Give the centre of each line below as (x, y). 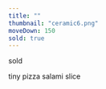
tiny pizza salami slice (45, 76)
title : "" (25, 16)
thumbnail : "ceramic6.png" (53, 23)
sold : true (26, 38)
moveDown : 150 (32, 30)
